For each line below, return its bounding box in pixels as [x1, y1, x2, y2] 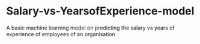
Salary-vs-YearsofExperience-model [6, 4, 195, 18]
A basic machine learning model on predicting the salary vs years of [6, 24, 175, 31]
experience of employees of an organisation [6, 30, 115, 37]
